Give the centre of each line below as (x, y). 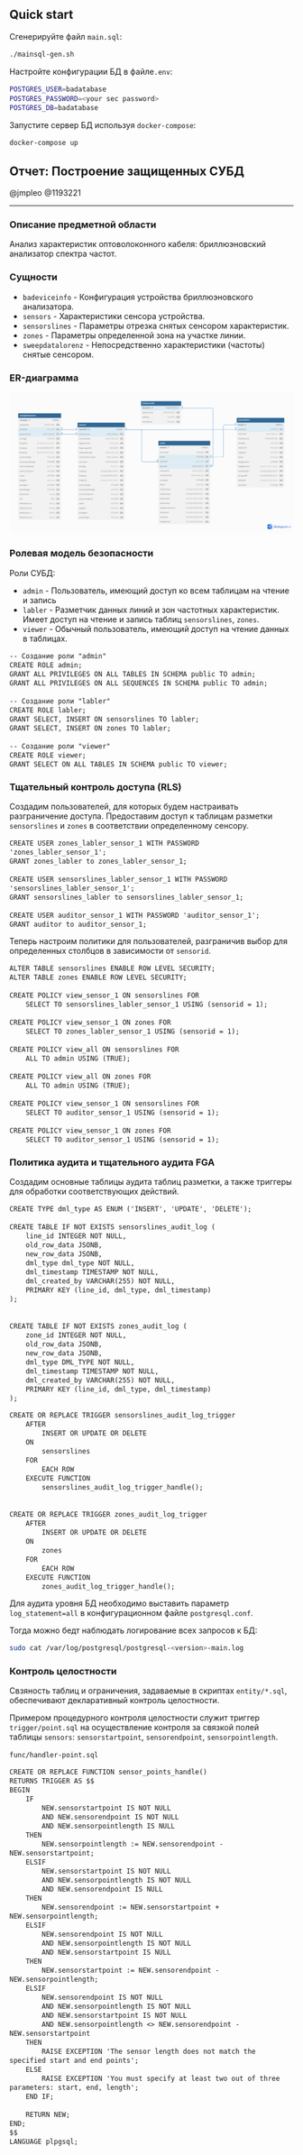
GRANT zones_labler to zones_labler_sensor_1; (98, 862)
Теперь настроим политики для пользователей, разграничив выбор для (149, 941)
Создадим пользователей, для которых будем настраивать (124, 807)
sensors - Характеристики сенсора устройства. (114, 316)
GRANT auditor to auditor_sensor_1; (78, 925)
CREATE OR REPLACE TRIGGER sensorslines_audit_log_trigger (123, 1416)
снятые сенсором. (58, 354)
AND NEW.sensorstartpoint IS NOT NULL (115, 2016)
